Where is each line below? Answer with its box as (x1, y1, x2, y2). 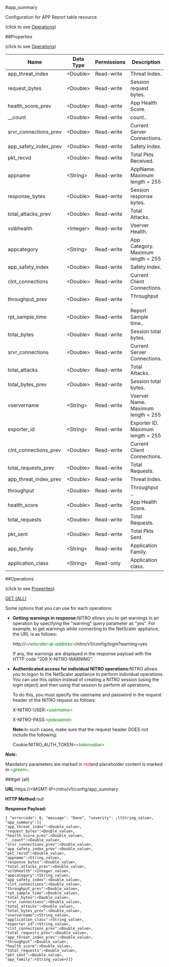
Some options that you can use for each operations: (5, 605, 113, 611)
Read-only (95, 560, 121, 566)
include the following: (12, 732, 57, 738)
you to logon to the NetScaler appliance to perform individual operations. (12, 671, 164, 677)
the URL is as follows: (12, 631, 57, 637)
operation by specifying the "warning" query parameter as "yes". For (12, 620, 155, 626)
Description (131, 59, 161, 65)
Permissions (95, 59, 126, 65)
